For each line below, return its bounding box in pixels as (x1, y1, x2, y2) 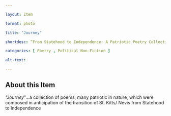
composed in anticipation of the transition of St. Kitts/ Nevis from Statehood (5, 99, 164, 105)
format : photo (5, 21, 36, 26)
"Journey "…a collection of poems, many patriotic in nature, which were (5, 94, 154, 100)
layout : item (5, 12, 33, 17)
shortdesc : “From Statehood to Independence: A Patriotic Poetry (5, 39, 147, 45)
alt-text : (5, 58, 26, 63)
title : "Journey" (5, 30, 42, 35)
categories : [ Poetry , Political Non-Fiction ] (5, 49, 110, 54)
